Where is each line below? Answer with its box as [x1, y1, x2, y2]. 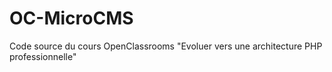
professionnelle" [9, 50, 77, 62]
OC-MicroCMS [9, 7, 134, 30]
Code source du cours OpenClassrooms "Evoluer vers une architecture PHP [9, 40, 323, 52]
